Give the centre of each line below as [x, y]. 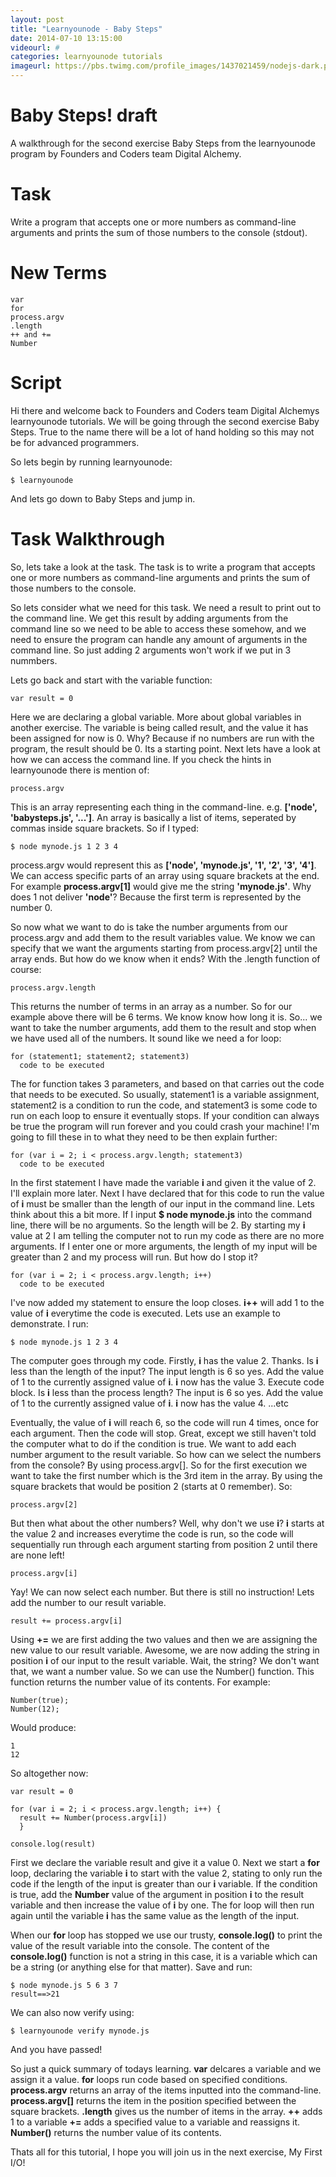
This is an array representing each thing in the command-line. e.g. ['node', [164, 807]
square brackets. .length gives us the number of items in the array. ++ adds [166, 2111]
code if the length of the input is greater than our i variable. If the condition [164, 1883]
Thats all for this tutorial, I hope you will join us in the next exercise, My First [166, 2152]
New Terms [59, 273]
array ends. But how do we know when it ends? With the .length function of [165, 958]
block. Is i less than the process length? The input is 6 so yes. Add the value [167, 1392]
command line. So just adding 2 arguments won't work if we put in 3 [151, 650]
